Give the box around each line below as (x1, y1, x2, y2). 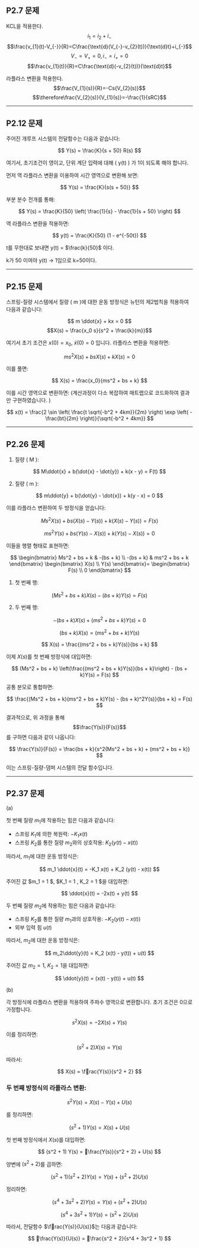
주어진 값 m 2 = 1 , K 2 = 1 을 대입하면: (6, 961, 90, 970)
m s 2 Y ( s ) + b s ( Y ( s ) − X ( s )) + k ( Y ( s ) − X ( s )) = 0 (44, 528, 155, 537)
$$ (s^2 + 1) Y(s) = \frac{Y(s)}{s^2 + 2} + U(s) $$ (37, 1148, 162, 1155)
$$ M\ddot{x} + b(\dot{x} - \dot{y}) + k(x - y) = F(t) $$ (33, 468, 166, 475)
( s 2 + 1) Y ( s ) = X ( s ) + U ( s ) (69, 1123, 130, 1131)
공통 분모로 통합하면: (6, 683, 54, 690)
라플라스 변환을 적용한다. (6, 75, 63, 82)
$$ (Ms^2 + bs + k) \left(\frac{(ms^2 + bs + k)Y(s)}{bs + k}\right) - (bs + (11, 664, 188, 672)
